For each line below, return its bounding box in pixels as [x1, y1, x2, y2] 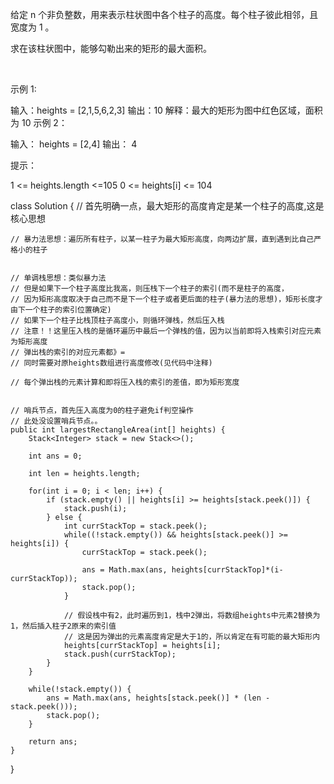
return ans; [28, 737, 78, 747]
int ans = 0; [28, 451, 83, 461]
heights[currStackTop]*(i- [171, 565, 284, 575]
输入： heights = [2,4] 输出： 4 [10, 138, 138, 150]
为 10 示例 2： [10, 117, 68, 128]
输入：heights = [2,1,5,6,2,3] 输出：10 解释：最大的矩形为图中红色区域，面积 [10, 104, 323, 116]
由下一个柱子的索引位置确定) [10, 305, 112, 315]
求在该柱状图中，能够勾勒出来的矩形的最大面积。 [10, 43, 212, 54]
